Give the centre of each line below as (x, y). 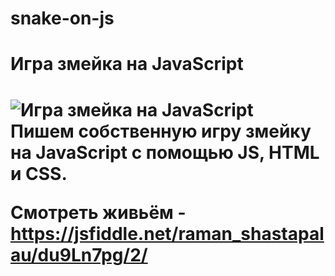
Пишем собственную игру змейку (161, 131)
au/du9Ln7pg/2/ (79, 254)
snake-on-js (62, 18)
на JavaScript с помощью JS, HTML (165, 152)
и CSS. (39, 173)
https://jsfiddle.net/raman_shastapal (167, 233)
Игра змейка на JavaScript (127, 64)
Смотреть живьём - (98, 212)
